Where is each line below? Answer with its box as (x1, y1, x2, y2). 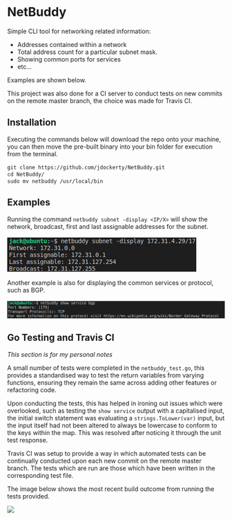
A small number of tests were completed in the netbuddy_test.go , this (7, 364, 205, 372)
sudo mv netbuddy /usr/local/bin (7, 178, 104, 185)
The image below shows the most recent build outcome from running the (7, 485, 215, 493)
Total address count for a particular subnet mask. (17, 48, 157, 56)
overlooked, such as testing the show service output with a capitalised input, (7, 406, 224, 415)
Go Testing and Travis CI (7, 332, 115, 344)
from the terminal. (7, 149, 59, 158)
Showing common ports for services (17, 55, 121, 63)
